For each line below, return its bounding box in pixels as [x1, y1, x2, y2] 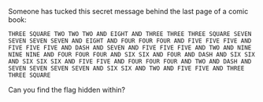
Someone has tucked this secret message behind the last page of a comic [8, 7, 249, 16]
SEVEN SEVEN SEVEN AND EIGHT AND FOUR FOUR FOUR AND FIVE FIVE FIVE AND [8, 37, 252, 45]
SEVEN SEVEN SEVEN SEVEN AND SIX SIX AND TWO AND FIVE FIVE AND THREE [8, 64, 245, 72]
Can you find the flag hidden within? [8, 86, 126, 94]
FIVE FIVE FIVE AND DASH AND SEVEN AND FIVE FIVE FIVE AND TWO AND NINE [8, 44, 252, 52]
